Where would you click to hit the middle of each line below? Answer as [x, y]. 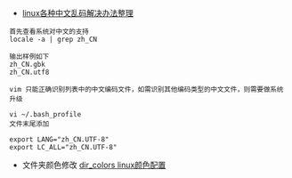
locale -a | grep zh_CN [53, 39]
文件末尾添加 [29, 124]
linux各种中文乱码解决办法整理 [77, 13]
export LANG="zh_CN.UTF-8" [59, 140]
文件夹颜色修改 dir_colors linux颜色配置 [94, 165]
